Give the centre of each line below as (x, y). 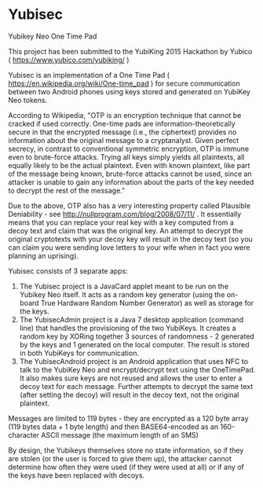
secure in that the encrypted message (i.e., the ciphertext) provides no (122, 132)
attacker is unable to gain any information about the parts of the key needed (131, 182)
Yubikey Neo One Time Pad (53, 36)
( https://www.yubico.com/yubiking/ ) (69, 60)
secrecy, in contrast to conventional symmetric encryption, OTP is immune (129, 149)
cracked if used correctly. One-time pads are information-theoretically (122, 123)
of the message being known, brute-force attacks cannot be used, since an (130, 174)
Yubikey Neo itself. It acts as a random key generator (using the (122, 294)
